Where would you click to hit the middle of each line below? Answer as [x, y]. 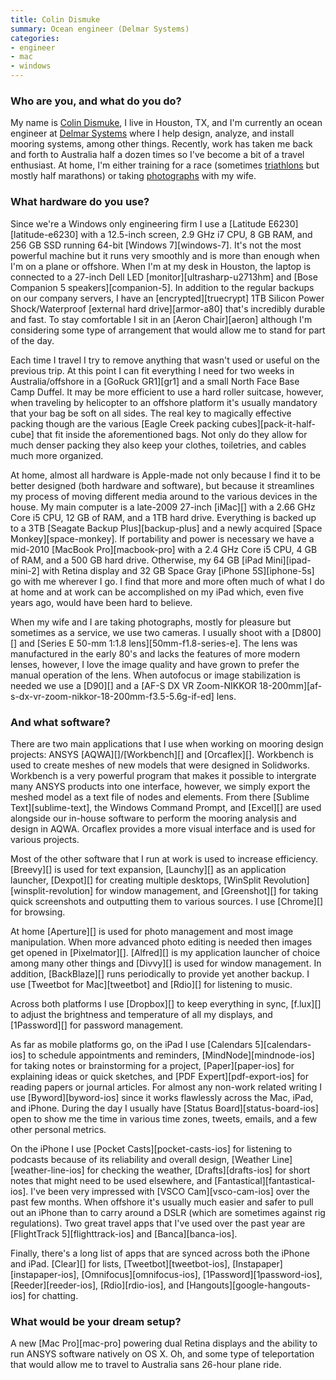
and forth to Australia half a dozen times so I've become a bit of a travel [157, 155]
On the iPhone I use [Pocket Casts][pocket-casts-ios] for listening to [151, 1148]
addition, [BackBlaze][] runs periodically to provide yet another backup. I [160, 973]
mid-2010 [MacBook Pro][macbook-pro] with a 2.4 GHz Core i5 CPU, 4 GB [164, 549]
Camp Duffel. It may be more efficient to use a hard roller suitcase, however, [167, 392]
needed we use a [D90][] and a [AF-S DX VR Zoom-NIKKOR [133, 685]
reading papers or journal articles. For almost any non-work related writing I [166, 1087]
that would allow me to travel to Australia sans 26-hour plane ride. [146, 1365]
